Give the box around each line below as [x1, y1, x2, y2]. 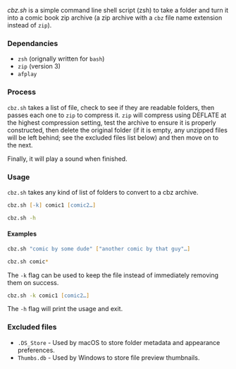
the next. [7, 140, 33, 149]
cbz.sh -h [7, 214, 37, 222]
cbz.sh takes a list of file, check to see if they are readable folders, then [7, 103, 215, 111]
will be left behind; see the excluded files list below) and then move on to [7, 133, 219, 142]
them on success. [7, 278, 59, 286]
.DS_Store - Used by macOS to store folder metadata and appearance [17, 338, 221, 346]
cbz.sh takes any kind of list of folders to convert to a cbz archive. [7, 188, 199, 196]
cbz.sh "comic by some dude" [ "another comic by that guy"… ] [7, 245, 191, 253]
